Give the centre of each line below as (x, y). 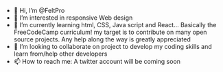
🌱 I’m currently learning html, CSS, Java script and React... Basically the (115, 25)
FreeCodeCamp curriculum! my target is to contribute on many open (110, 32)
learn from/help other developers (60, 54)
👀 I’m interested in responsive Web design (73, 18)
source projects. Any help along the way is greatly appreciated (102, 39)
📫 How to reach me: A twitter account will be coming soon (97, 61)
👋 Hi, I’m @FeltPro (39, 11)
